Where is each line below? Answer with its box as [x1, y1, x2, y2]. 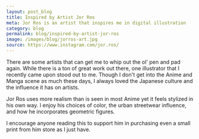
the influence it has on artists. [6, 84, 80, 91]
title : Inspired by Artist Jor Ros [6, 14, 95, 20]
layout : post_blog [6, 8, 52, 15]
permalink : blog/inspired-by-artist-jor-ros [6, 31, 119, 37]
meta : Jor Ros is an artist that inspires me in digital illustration [6, 20, 186, 26]
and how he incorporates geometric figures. [6, 108, 115, 115]
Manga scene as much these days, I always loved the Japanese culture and [6, 77, 193, 84]
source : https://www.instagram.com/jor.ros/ [6, 42, 119, 48]
